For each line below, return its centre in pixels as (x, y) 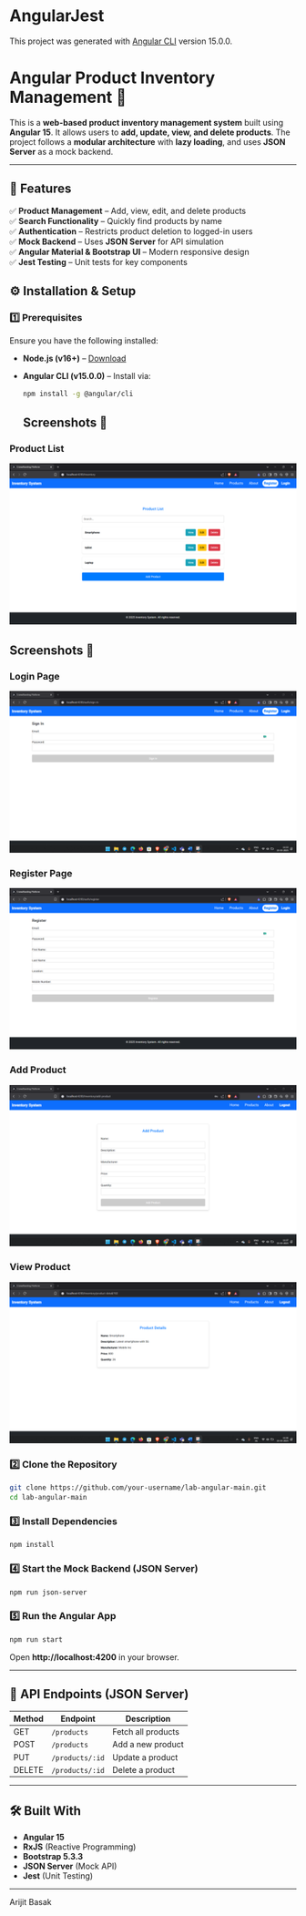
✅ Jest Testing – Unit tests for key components (99, 261)
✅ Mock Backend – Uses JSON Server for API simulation (117, 241)
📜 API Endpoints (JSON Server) (99, 1694)
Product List (37, 448)
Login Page (35, 676)
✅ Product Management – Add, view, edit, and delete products (128, 210)
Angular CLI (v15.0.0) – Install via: (87, 376)
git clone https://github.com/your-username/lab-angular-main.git (138, 1488)
